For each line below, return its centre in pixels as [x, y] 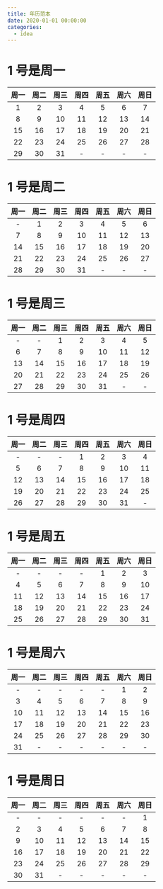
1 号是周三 [36, 304]
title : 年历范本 [29, 14]
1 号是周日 [36, 781]
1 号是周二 [36, 187]
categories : [25, 27]
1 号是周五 [36, 537]
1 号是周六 [36, 653]
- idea [23, 34]
